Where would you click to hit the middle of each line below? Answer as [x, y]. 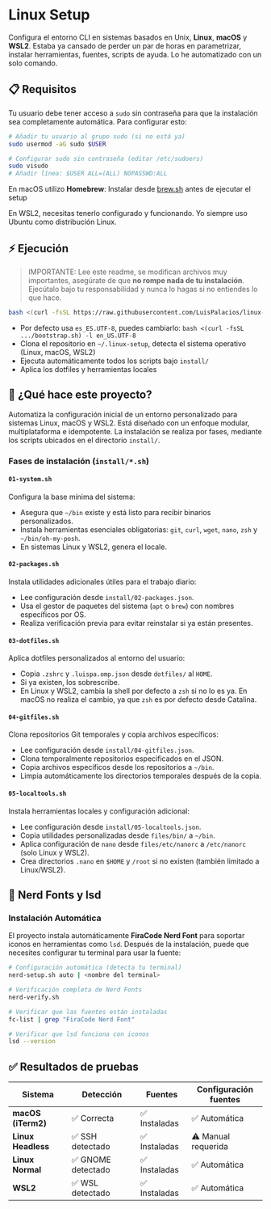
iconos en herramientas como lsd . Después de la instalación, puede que [129, 945]
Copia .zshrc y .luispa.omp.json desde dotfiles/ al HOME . [116, 674]
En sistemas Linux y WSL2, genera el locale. [94, 547]
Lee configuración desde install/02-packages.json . [107, 597]
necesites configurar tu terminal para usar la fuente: [95, 953]
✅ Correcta [93, 1118]
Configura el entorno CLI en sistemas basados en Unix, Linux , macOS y [128, 37]
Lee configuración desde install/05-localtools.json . [110, 826]
